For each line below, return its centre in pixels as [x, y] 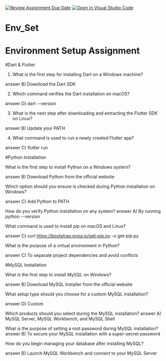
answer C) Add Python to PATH [37, 202]
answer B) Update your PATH [35, 128]
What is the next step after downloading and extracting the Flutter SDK [85, 113]
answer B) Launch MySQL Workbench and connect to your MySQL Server [81, 353]
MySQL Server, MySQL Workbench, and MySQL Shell [60, 319]
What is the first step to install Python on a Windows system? [68, 167]
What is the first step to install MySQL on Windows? [58, 275]
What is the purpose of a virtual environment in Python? [62, 246]
